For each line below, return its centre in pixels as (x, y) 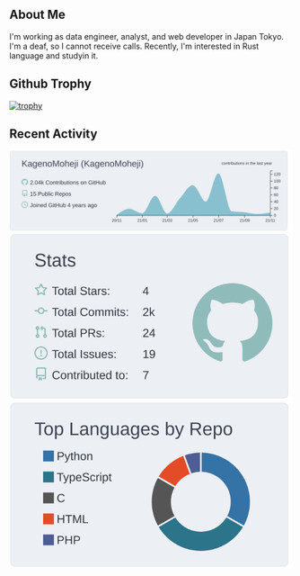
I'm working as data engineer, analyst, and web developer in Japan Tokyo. (147, 36)
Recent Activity (53, 134)
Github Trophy (50, 84)
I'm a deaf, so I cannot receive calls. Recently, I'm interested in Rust (134, 46)
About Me (37, 15)
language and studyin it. (54, 55)
